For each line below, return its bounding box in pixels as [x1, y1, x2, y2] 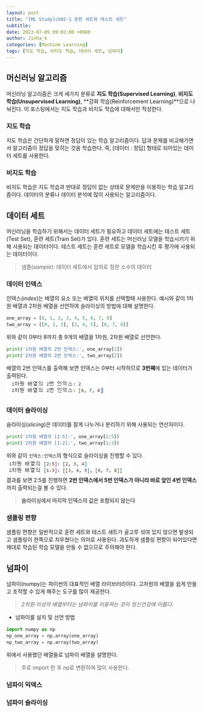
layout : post [6, 10, 39, 16]
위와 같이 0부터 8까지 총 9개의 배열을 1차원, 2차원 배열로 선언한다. [6, 333, 162, 341]
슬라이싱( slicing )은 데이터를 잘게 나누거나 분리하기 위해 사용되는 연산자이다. [6, 421, 185, 428]
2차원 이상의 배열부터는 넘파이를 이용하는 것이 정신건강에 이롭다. [21, 601, 174, 608]
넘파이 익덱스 [6, 680, 42, 689]
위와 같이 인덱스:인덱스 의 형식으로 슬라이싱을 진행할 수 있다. [6, 451, 144, 459]
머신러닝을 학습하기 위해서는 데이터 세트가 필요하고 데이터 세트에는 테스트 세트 [6, 228, 191, 235]
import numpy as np [6, 627, 56, 633]
